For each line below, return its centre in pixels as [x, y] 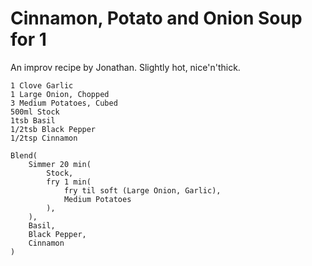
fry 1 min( [69, 182]
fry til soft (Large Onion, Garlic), [142, 190]
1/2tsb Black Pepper [53, 129]
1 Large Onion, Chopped [60, 94]
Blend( [24, 155]
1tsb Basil [33, 120]
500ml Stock [35, 112]
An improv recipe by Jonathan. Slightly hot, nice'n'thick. [125, 67]
